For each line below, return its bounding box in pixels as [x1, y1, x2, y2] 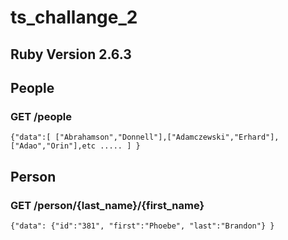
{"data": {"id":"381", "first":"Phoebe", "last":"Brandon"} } [10, 221, 275, 231]
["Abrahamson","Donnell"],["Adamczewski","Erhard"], [54, 132, 280, 143]
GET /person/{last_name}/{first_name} [10, 198, 205, 212]
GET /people [10, 109, 72, 123]
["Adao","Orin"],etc [10, 141, 97, 151]
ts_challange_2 [10, 6, 138, 29]
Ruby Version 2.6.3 [10, 46, 132, 63]
